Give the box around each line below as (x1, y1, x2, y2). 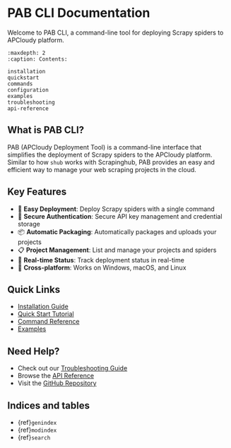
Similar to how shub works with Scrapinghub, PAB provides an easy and (7, 157, 215, 167)
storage (17, 219, 40, 228)
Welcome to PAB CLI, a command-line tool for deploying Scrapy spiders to (7, 28, 224, 37)
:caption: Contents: (7, 55, 69, 63)
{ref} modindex (17, 425, 57, 434)
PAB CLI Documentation (7, 5, 150, 21)
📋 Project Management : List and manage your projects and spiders (17, 246, 217, 254)
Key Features (7, 186, 67, 198)
